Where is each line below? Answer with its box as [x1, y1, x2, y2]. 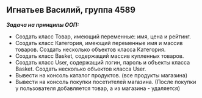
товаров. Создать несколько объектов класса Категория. [15, 46, 166, 53]
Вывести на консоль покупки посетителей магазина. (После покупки [15, 78, 197, 85]
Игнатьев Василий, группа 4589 [6, 5, 136, 15]
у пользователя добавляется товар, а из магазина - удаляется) [15, 85, 181, 92]
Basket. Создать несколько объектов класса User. [15, 65, 146, 72]
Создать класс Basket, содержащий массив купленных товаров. [15, 52, 184, 60]
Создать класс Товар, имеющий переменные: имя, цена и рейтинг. [15, 33, 191, 40]
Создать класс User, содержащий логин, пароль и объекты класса [15, 58, 190, 66]
